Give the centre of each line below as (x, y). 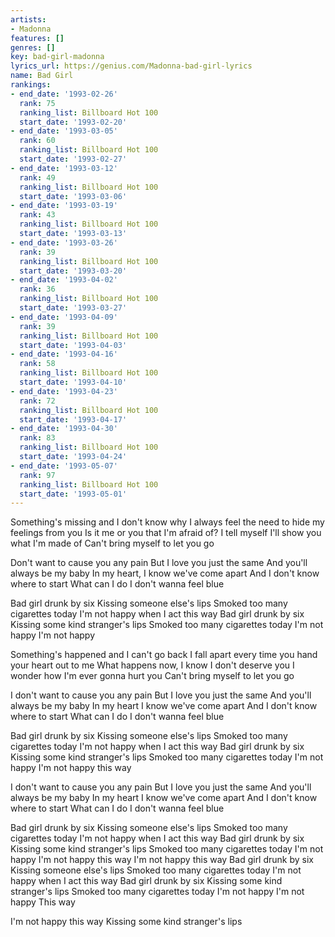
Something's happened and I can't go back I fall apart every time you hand (164, 655)
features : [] (37, 38)
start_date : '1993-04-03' (73, 345)
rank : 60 (37, 141)
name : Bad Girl (42, 76)
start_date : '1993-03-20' (73, 271)
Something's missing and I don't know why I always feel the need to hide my (167, 522)
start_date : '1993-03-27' (73, 308)
